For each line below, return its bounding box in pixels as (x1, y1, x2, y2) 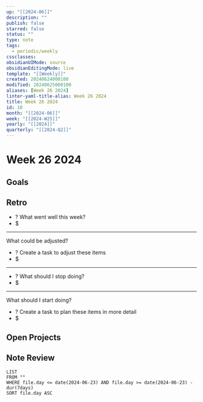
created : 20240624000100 (6, 76, 69, 82)
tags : (6, 43, 20, 49)
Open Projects (6, 332, 62, 342)
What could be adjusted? (6, 237, 68, 245)
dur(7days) (6, 384, 34, 391)
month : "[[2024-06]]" (6, 110, 61, 116)
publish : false (6, 20, 45, 26)
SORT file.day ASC (6, 390, 53, 396)
